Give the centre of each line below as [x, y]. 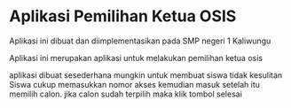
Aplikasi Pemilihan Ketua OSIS [123, 16]
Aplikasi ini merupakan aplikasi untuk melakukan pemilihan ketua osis [136, 58]
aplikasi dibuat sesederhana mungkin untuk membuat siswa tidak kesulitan [146, 75]
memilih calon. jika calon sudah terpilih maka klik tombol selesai [126, 94]
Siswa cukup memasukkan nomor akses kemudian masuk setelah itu [134, 84]
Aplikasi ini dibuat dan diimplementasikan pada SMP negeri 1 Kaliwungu [140, 41]
